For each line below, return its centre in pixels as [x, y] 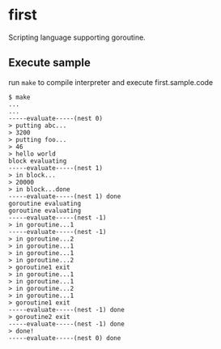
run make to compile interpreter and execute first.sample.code [111, 82]
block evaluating [38, 161]
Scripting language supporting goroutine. [77, 37]
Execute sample [49, 63]
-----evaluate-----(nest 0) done [65, 338]
